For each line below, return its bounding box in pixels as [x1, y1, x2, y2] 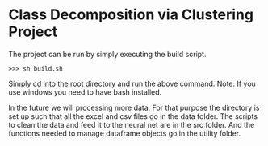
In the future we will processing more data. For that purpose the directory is [8, 103, 260, 112]
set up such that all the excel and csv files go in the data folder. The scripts [8, 111, 258, 121]
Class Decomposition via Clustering [8, 6, 254, 24]
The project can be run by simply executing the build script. [8, 49, 207, 59]
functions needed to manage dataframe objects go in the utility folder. [8, 128, 241, 138]
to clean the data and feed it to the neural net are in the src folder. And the [8, 120, 255, 129]
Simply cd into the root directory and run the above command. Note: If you [8, 79, 256, 88]
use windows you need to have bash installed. [8, 87, 162, 97]
